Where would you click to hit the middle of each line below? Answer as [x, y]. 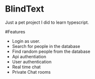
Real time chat [26, 67]
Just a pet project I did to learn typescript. [47, 22]
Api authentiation [29, 56]
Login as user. [26, 41]
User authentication [32, 62]
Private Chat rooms [31, 72]
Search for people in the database [46, 46]
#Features [15, 32]
